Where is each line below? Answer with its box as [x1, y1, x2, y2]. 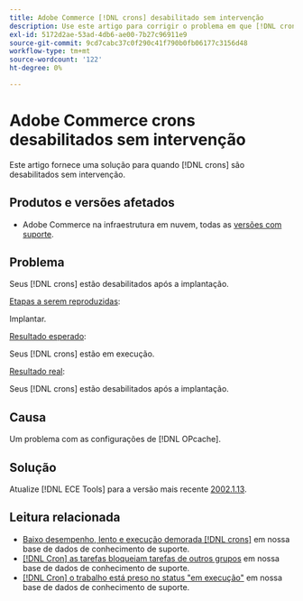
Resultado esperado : [9, 331, 87, 342]
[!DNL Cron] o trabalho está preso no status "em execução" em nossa [22, 572, 282, 583]
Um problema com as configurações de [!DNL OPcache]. [9, 434, 222, 445]
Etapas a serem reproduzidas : [9, 296, 121, 307]
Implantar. [9, 313, 47, 325]
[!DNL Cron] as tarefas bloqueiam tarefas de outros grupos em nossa [22, 552, 280, 564]
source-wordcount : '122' [9, 55, 103, 64]
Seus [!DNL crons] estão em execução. [9, 348, 155, 359]
